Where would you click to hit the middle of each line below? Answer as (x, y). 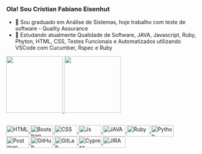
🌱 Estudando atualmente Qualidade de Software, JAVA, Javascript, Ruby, (106, 35)
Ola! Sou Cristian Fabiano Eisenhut (58, 9)
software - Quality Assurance (52, 28)
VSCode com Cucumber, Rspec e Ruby (64, 48)
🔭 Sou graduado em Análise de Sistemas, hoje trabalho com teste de (100, 22)
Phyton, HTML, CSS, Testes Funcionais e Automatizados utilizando (98, 42)
